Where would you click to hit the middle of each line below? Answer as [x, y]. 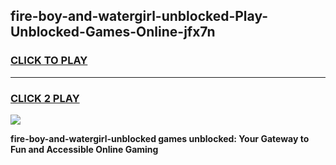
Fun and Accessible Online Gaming [84, 149]
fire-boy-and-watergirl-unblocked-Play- [139, 16]
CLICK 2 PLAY [45, 98]
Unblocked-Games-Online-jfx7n [113, 32]
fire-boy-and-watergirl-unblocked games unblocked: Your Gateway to [160, 138]
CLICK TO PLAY [49, 61]
